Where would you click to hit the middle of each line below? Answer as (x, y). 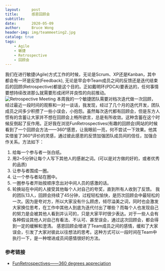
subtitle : (15, 19)
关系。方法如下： (27, 142)
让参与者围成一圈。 (32, 171)
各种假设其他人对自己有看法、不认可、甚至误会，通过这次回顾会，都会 (83, 220)
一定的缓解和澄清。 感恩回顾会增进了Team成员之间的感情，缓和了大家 (87, 226)
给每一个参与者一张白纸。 (38, 152)
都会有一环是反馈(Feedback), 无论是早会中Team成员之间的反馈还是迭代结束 (82, 81)
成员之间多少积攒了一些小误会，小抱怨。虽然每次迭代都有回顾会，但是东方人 (82, 111)
